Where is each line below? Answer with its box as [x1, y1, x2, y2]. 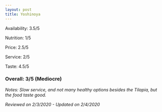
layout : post [5, 7, 32, 12]
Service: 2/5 [5, 54, 30, 59]
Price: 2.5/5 [5, 44, 28, 50]
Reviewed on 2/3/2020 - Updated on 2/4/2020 [5, 101, 100, 107]
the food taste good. [5, 92, 47, 98]
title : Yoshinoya [5, 12, 41, 17]
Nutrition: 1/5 [5, 35, 31, 41]
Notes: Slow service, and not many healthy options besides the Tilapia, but [5, 86, 157, 92]
